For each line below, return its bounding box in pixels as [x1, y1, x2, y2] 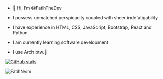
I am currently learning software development [12, 39, 108, 45]
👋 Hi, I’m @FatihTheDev [12, 5, 62, 11]
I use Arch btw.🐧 [12, 49, 47, 55]
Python [12, 30, 28, 35]
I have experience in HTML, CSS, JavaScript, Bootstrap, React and [12, 24, 152, 30]
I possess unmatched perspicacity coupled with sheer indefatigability [12, 15, 158, 20]
